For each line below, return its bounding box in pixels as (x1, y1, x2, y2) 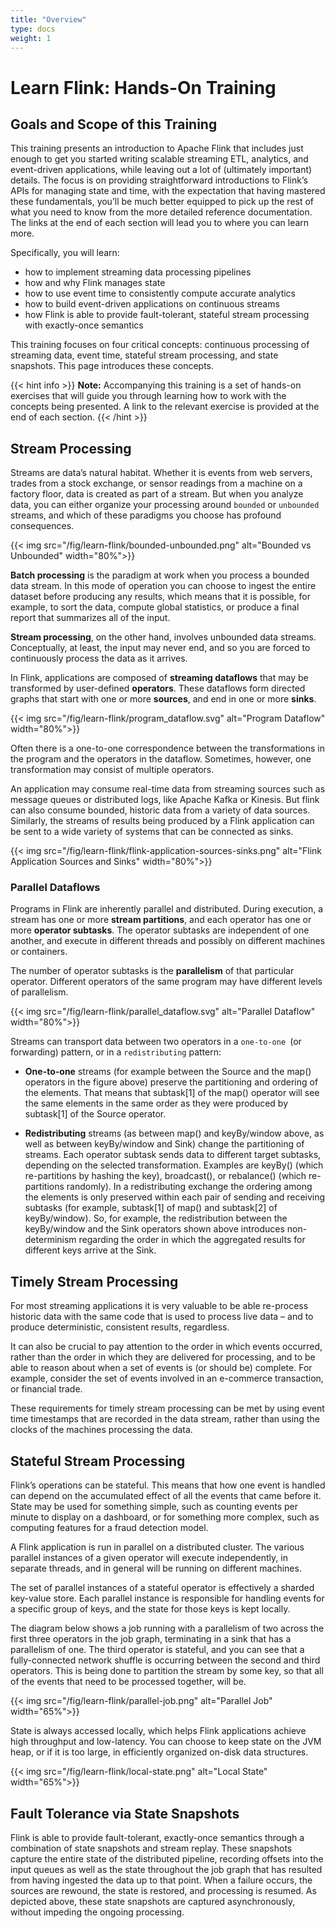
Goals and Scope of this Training (10, 116, 218, 133)
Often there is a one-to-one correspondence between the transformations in (10, 742, 326, 755)
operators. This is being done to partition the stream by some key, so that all (10, 1665, 324, 1677)
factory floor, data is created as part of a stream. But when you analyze (10, 488, 304, 500)
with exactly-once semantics (24, 319, 144, 331)
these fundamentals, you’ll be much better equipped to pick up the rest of (10, 196, 315, 208)
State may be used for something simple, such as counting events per (10, 1501, 299, 1513)
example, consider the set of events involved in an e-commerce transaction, (10, 1372, 324, 1385)
